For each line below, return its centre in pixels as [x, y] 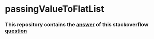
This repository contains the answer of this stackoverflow [77, 25]
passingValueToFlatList [55, 9]
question [16, 31]
